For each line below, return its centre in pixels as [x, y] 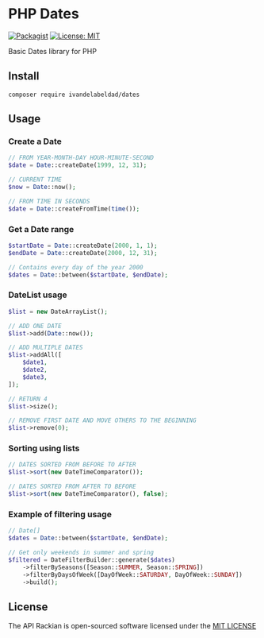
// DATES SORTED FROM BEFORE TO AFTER [72, 465]
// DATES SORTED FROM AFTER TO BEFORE [72, 487]
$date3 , [35, 377]
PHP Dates [44, 14]
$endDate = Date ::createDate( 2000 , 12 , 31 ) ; [83, 253]
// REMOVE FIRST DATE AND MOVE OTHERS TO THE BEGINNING [102, 421]
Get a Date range [41, 229]
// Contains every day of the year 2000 [76, 267]
